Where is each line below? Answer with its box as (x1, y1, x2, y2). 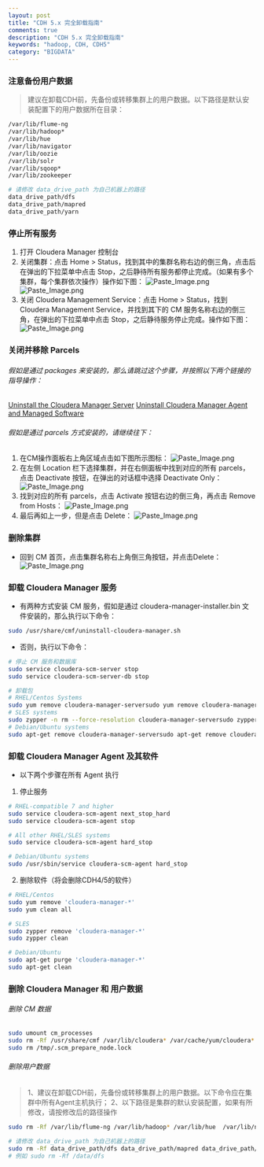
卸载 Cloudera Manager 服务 (8, 582, 117, 593)
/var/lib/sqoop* (8, 164, 61, 172)
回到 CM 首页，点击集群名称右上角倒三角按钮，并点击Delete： (19, 552, 222, 561)
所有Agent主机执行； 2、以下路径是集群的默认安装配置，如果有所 (41, 1097, 253, 1106)
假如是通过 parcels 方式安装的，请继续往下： (8, 427, 153, 437)
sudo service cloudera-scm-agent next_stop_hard (8, 810, 170, 818)
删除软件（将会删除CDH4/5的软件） (19, 875, 136, 885)
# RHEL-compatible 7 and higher (8, 802, 114, 811)
